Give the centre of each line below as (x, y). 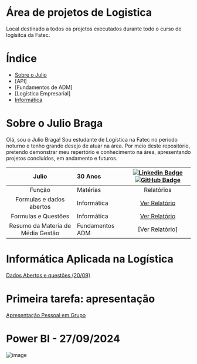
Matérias (89, 190)
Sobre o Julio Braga (55, 123)
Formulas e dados (40, 199)
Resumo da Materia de (40, 225)
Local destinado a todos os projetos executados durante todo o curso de (94, 29)
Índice (21, 59)
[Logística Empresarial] (43, 93)
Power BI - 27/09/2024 (63, 339)
